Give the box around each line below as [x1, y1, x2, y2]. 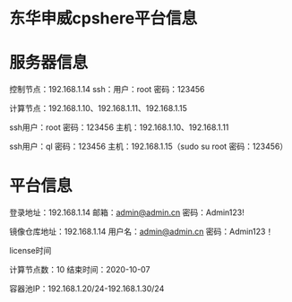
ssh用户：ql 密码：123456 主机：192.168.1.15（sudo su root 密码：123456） [9, 141, 288, 152]
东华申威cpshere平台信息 [9, 8, 198, 29]
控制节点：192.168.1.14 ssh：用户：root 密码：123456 [9, 84, 205, 95]
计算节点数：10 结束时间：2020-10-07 [9, 264, 150, 275]
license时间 [9, 246, 52, 256]
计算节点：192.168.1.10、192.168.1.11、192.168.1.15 [9, 103, 188, 114]
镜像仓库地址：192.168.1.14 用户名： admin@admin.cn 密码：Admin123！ [9, 226, 274, 237]
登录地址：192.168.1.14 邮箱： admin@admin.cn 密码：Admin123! [9, 207, 245, 218]
